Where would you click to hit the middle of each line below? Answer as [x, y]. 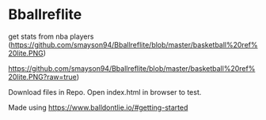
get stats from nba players [51, 36]
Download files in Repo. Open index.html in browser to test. [105, 92]
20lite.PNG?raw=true [42, 77]
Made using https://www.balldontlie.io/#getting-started [98, 107]
